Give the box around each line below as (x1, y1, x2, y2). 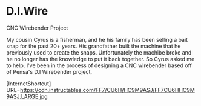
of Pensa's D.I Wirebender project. (6, 68, 93, 75)
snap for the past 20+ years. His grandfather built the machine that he (6, 42, 181, 50)
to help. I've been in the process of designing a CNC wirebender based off (6, 62, 192, 69)
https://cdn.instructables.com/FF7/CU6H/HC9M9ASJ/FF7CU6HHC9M (20, 86, 195, 93)
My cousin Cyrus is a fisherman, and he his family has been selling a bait (6, 36, 188, 43)
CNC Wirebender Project (6, 24, 68, 31)
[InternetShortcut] (6, 80, 51, 87)
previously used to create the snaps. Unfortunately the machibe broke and (6, 48, 192, 56)
